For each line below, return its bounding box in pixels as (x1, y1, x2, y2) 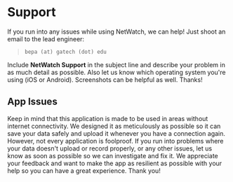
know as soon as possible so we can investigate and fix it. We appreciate (7, 151, 219, 160)
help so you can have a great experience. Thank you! (7, 166, 161, 175)
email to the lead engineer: (7, 34, 85, 43)
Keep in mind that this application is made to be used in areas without (7, 114, 208, 122)
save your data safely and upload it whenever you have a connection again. (7, 129, 226, 137)
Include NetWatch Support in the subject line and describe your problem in (7, 60, 226, 69)
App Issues (7, 96, 58, 108)
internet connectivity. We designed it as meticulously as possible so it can (7, 122, 221, 130)
